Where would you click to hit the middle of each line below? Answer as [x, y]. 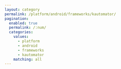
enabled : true [23, 23]
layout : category [22, 9]
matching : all [28, 59]
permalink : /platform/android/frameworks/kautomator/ [60, 14]
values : [21, 37]
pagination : [17, 18]
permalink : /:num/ [28, 28]
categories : [21, 32]
